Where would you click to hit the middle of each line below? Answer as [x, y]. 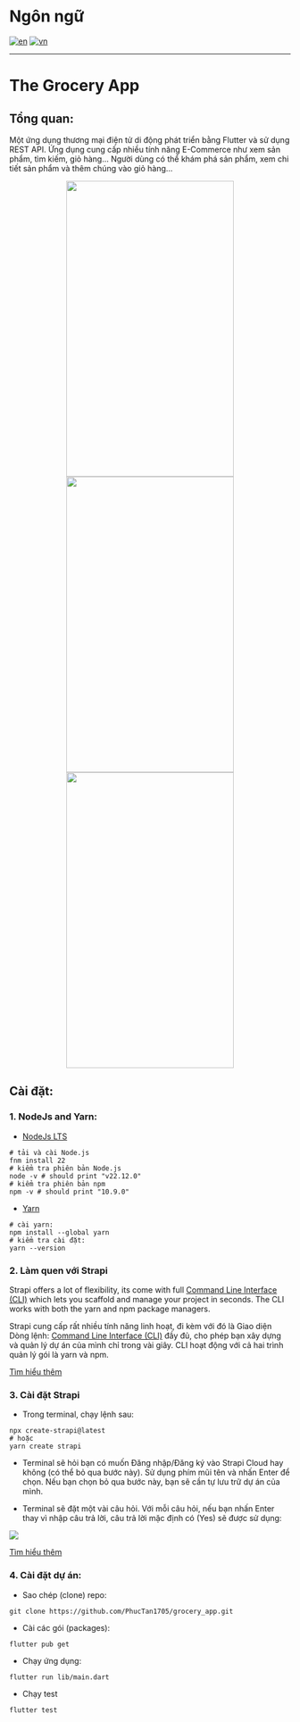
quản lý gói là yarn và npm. [59, 1354]
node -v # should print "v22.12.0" [75, 1176]
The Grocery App [75, 86]
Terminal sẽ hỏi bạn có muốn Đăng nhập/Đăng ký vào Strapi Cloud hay [153, 1463]
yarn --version [37, 1248]
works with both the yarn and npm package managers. [110, 1309]
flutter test [33, 1710]
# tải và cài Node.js [50, 1152]
